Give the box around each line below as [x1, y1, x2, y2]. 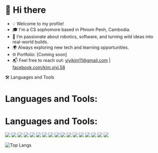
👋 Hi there [5, 4, 46, 16]
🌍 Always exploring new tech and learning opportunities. [12, 44, 129, 50]
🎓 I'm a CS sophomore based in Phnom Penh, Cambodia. [12, 27, 131, 32]
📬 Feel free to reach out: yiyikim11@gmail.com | [12, 57, 111, 63]
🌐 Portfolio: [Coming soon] [12, 51, 67, 57]
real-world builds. [12, 39, 48, 45]
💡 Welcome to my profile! [12, 21, 64, 27]
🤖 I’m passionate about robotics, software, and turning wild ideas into [12, 33, 154, 39]
